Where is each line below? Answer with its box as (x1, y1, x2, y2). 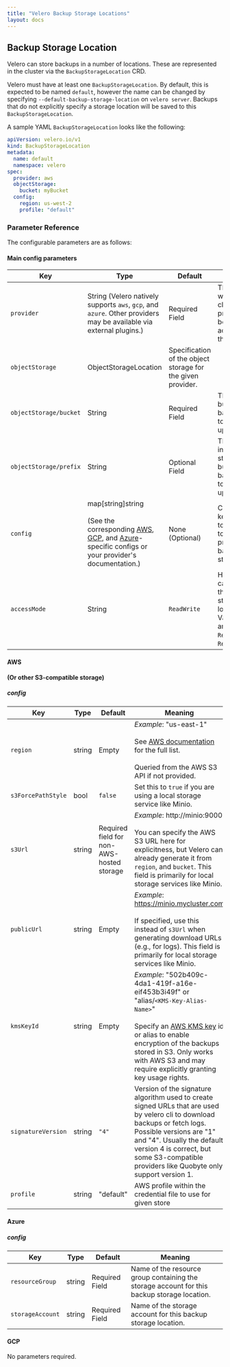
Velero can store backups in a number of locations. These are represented (7, 60, 217, 69)
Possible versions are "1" (134, 1127, 216, 1137)
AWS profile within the (134, 1181, 206, 1191)
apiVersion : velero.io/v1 (7, 136, 81, 143)
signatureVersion (10, 1128, 67, 1136)
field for (98, 832, 125, 842)
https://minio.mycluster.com (134, 899, 225, 909)
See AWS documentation (134, 737, 215, 746)
